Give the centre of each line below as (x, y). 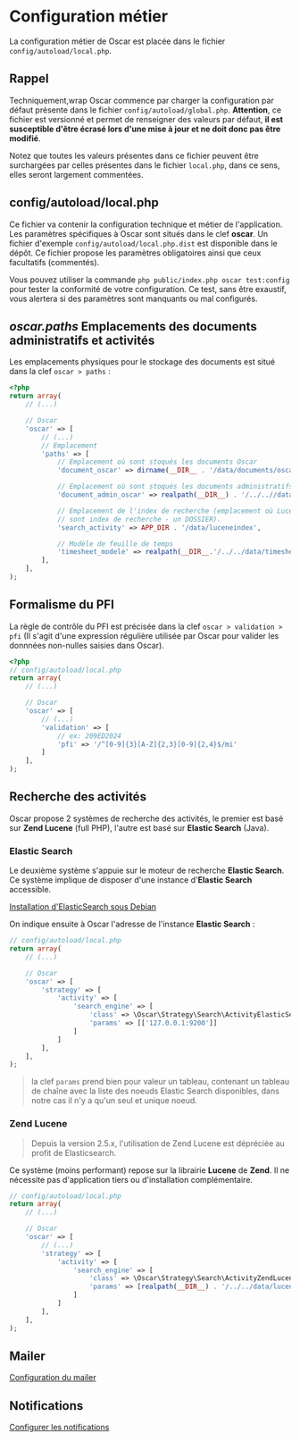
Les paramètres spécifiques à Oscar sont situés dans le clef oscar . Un (139, 233)
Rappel (29, 79)
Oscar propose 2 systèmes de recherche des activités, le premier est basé (146, 818)
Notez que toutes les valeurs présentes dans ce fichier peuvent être (134, 155)
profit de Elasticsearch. (74, 1152)
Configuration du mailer (53, 1378)
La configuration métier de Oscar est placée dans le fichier (117, 41)
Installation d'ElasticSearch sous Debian (83, 907)
